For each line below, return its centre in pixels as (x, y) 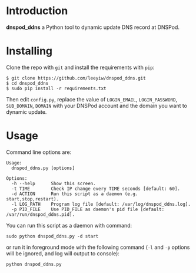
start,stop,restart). (33, 199)
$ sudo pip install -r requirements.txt (57, 88)
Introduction (37, 11)
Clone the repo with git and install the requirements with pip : (80, 67)
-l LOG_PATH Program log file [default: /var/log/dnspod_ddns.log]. (101, 204)
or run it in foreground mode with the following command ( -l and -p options (98, 247)
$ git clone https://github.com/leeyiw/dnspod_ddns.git (76, 78)
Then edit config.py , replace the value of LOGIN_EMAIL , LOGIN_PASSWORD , (92, 99)
